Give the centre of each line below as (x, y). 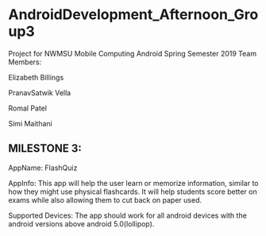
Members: (25, 62)
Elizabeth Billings (36, 77)
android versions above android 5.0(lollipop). (81, 223)
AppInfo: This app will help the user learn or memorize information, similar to (133, 183)
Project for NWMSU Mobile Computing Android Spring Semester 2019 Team (132, 53)
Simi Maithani (31, 123)
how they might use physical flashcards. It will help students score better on (133, 192)
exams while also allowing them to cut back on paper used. (105, 199)
